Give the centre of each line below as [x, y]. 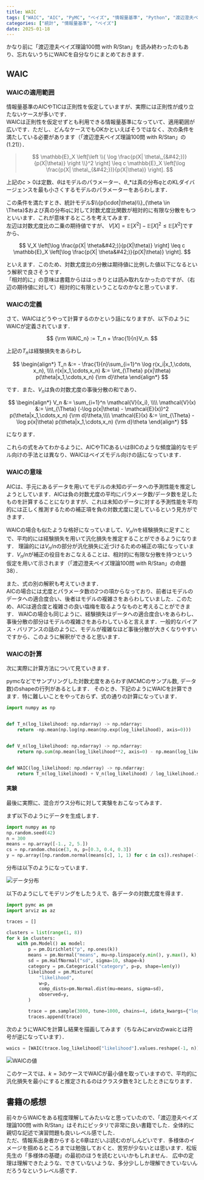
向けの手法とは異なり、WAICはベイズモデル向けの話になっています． [98, 455]
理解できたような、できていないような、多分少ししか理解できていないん [107, 1163]
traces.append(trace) [56, 1017]
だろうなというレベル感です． [43, 1171]
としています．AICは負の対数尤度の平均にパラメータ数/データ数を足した [107, 494]
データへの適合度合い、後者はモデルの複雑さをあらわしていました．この [97, 599]
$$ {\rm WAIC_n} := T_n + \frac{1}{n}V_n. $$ [102, 338]
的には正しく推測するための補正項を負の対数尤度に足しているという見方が [99, 509]
